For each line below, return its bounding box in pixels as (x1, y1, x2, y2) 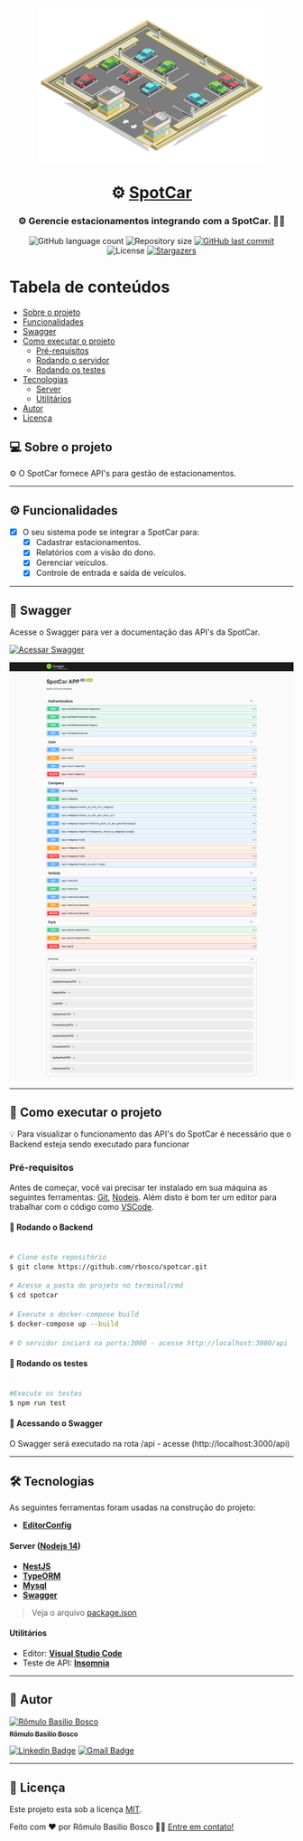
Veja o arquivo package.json (31, 1607, 137, 1618)
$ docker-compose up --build (9, 1319, 119, 1328)
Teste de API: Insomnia (22, 1657, 110, 1668)
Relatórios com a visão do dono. (35, 547, 156, 558)
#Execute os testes (9, 1389, 83, 1398)
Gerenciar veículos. (35, 557, 108, 568)
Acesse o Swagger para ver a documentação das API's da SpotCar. (9, 627, 261, 637)
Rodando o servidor (35, 354, 110, 365)
